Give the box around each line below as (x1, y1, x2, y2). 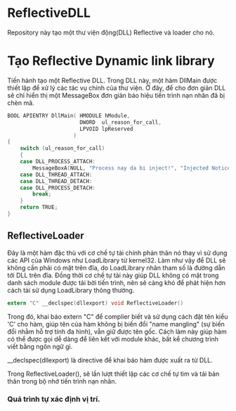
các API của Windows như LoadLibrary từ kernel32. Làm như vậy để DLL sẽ (7, 255, 226, 265)
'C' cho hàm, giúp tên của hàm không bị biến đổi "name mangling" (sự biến (7, 320, 225, 328)
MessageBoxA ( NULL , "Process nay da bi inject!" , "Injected (32, 164, 209, 172)
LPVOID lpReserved (79, 125, 133, 132)
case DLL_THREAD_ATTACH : (20, 171, 93, 178)
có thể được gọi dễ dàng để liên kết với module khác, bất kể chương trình (7, 334, 219, 343)
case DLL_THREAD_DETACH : (20, 177, 93, 184)
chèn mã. (7, 99, 34, 107)
